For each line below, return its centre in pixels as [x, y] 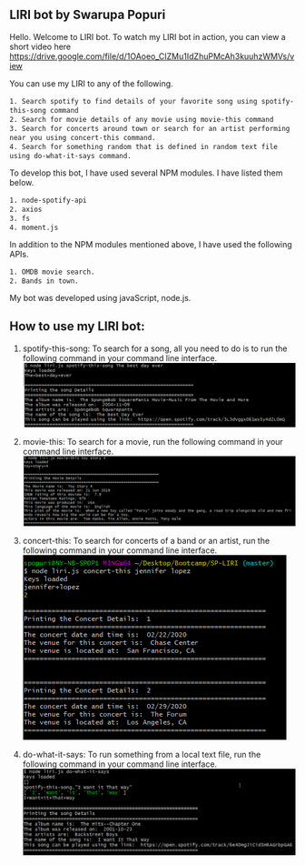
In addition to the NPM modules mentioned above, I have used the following [151, 244]
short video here [40, 46]
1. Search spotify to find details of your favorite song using [133, 101]
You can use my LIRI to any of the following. [92, 83]
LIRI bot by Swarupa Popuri [88, 15]
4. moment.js [34, 227]
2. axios [26, 209]
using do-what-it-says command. [70, 156]
